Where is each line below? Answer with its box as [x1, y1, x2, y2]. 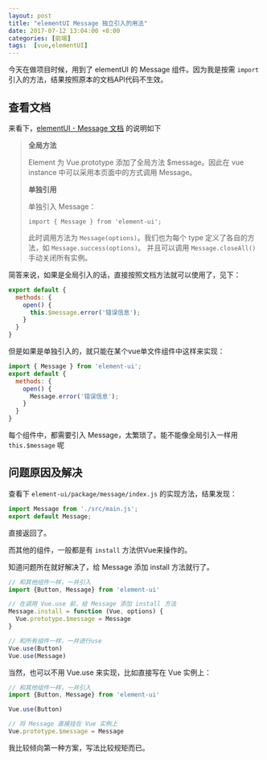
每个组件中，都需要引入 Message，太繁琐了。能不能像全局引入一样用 [8, 431, 239, 440]
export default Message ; [8, 512, 92, 521]
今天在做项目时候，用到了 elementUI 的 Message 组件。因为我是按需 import [8, 65, 260, 75]
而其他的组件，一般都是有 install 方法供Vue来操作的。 [8, 545, 192, 554]
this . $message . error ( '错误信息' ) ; [29, 308, 141, 317]
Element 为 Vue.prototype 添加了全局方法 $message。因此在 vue [27, 157, 244, 167]
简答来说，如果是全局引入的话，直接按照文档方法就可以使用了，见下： [8, 270, 241, 280]
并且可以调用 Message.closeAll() [146, 243, 257, 252]
